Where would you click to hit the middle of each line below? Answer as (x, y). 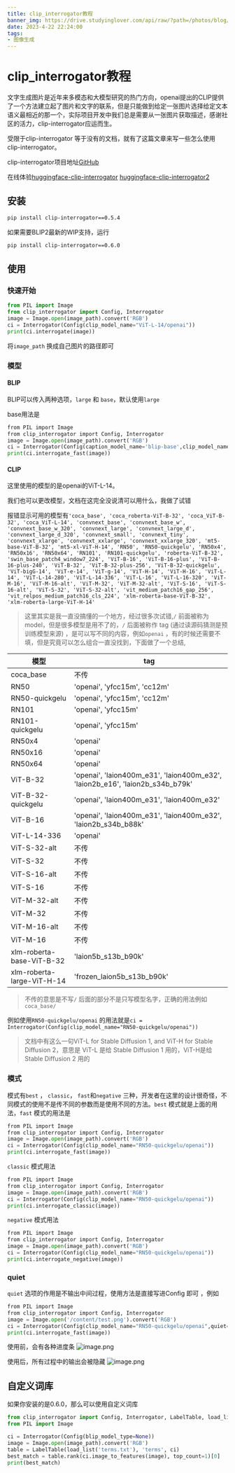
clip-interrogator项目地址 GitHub (53, 162)
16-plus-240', (28, 566)
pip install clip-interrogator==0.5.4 (64, 218)
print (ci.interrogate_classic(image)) (64, 1205)
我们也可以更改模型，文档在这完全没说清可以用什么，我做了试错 (99, 501)
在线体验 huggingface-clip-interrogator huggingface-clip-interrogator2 (108, 177)
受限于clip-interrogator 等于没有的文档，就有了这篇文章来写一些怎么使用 (111, 139)
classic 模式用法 (31, 1166)
